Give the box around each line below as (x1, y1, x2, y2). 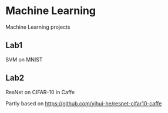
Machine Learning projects (5, 23, 70, 30)
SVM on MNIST (5, 56, 43, 63)
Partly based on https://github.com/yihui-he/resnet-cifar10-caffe (5, 100, 162, 107)
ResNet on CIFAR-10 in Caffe (5, 88, 75, 95)
